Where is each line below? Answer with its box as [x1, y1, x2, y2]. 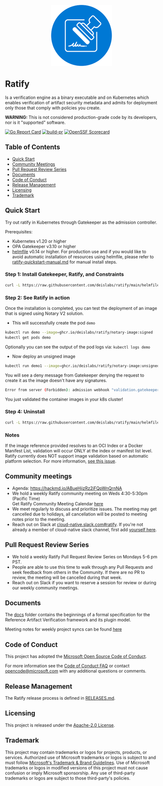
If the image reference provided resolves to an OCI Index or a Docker [5, 443, 143, 448]
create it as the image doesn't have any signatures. [5, 377, 107, 383]
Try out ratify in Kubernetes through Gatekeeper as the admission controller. [5, 219, 158, 225]
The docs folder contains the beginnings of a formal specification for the [5, 612, 150, 618]
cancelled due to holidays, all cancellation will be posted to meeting [12, 511, 147, 517]
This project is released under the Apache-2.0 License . [5, 722, 115, 728]
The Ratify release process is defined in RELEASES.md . [5, 695, 115, 701]
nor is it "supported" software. [5, 119, 66, 125]
